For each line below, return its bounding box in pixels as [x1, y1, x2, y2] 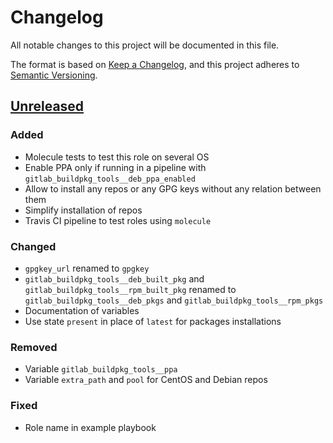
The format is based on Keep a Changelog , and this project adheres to [10, 58, 300, 70]
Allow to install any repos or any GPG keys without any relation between [24, 182, 322, 195]
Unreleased [10, 98, 85, 115]
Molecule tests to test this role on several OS [24, 151, 210, 163]
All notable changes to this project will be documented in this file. [10, 39, 280, 51]
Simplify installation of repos [24, 204, 143, 216]
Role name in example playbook [24, 421, 157, 433]
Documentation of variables [24, 304, 140, 316]
